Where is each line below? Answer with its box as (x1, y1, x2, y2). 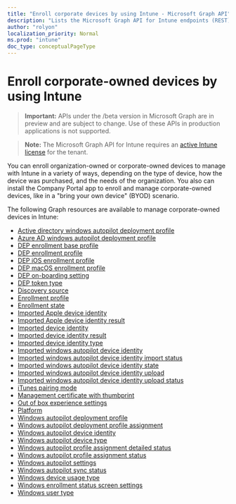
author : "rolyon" (7, 23, 58, 30)
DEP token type (17, 278, 63, 287)
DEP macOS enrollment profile (17, 264, 105, 272)
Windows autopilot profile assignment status (17, 450, 147, 459)
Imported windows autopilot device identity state (17, 361, 159, 369)
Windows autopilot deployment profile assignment (17, 421, 164, 429)
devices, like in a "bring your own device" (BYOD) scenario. (7, 191, 180, 199)
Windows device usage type (17, 473, 100, 481)
